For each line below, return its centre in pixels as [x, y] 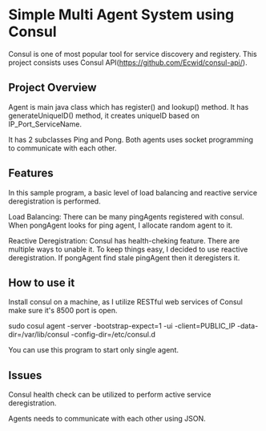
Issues [25, 375]
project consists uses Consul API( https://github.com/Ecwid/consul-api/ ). [128, 62]
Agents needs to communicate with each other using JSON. [107, 419]
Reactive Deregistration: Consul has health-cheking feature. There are [124, 240]
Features [31, 173]
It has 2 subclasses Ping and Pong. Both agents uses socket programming [131, 139]
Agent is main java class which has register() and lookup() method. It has [129, 107]
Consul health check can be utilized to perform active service [110, 395]
